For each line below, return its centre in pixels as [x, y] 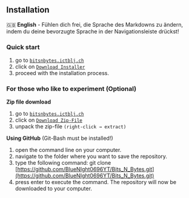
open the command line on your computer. [68, 150]
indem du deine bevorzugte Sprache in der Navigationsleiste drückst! [93, 31]
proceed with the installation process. [62, 73]
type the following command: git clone [63, 163]
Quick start [23, 47]
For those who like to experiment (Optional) [71, 89]
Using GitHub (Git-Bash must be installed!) [60, 138]
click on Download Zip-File [49, 120]
